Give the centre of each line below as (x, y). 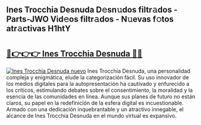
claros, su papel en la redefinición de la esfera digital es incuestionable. (95, 103)
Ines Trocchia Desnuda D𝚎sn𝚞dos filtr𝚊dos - (92, 10)
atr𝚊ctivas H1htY (39, 29)
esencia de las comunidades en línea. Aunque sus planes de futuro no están (101, 96)
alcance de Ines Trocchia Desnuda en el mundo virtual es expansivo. (91, 116)
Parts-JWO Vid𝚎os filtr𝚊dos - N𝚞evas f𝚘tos (90, 20)
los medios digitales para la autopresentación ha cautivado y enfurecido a (98, 84)
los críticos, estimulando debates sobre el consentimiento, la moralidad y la (100, 90)
